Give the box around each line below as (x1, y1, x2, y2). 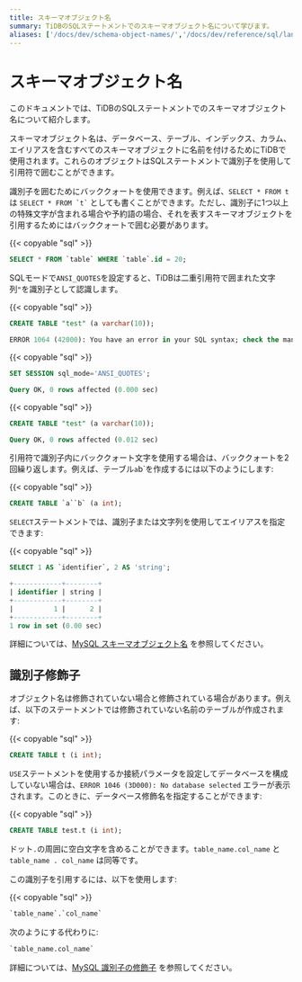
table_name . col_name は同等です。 (9, 855, 143, 865)
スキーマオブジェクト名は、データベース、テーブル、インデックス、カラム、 (9, 133, 292, 144)
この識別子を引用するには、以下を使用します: (9, 874, 178, 884)
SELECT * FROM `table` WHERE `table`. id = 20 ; (9, 255, 187, 264)
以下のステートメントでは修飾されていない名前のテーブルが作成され (24, 704, 277, 715)
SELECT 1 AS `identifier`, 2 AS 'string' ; (9, 563, 171, 572)
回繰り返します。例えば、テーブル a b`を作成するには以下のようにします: (9, 464, 274, 475)
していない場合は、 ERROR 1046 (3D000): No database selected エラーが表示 (9, 780, 290, 790)
